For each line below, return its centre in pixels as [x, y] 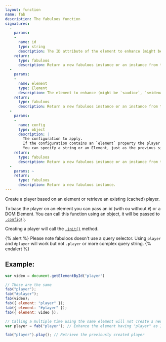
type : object [32, 129]
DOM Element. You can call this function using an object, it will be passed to [83, 214]
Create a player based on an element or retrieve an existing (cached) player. [83, 199]
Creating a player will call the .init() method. [52, 228]
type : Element [33, 88]
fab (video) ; [17, 299]
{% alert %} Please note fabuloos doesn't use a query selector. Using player [83, 238]
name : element [33, 83]
